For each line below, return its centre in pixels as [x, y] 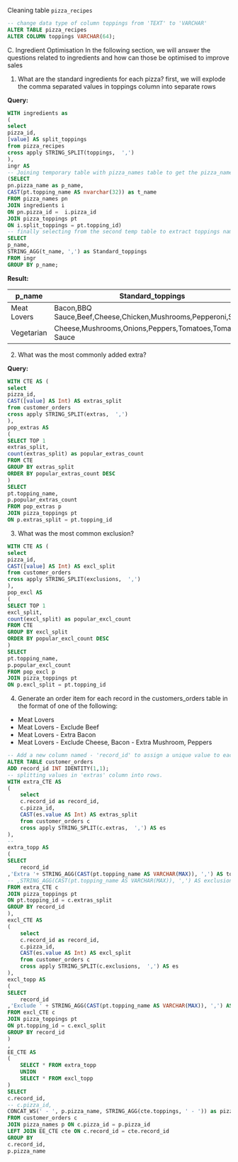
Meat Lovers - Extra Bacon [57, 735]
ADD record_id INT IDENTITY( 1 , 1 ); [58, 768]
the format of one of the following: [68, 706]
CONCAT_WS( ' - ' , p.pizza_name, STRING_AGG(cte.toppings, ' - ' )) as [112, 1112]
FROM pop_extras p [34, 507]
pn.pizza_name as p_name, [45, 186]
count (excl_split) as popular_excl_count [69, 619]
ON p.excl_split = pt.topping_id [57, 685]
